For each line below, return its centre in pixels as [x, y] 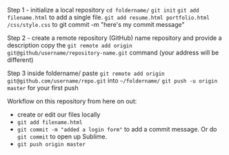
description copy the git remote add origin [70, 45]
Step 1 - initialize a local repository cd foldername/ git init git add [103, 10]
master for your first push [43, 88]
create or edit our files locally [59, 114]
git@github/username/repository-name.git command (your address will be [113, 52]
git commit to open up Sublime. [62, 136]
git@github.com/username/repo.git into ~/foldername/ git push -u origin [112, 81]
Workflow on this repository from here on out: [72, 101]
